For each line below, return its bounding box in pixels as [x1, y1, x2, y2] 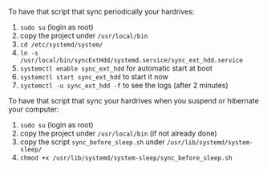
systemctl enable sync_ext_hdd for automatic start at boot [19, 63, 212, 73]
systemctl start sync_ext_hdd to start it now [19, 72, 168, 81]
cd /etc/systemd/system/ [19, 41, 103, 49]
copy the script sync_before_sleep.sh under [19, 137, 166, 147]
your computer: [8, 104, 59, 114]
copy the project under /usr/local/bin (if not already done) [19, 128, 218, 138]
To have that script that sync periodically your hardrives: [8, 7, 195, 16]
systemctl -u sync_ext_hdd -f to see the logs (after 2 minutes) [19, 80, 229, 90]
